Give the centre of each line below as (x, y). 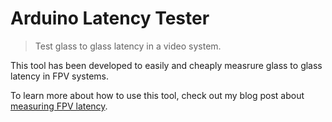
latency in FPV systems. (60, 76)
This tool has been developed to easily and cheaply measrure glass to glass (166, 65)
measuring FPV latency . (59, 106)
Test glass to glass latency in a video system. (128, 46)
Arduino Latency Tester (110, 18)
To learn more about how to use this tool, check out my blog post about (157, 95)
